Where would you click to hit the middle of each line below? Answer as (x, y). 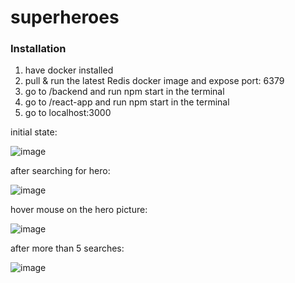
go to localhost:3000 (68, 113)
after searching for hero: (60, 171)
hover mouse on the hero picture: (79, 210)
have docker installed (69, 70)
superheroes (65, 17)
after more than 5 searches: (67, 248)
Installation (38, 49)
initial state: (34, 132)
